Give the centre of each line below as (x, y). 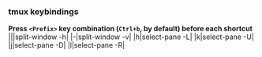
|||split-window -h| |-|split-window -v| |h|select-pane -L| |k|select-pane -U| (131, 37)
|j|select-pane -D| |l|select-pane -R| (67, 45)
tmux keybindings (43, 12)
